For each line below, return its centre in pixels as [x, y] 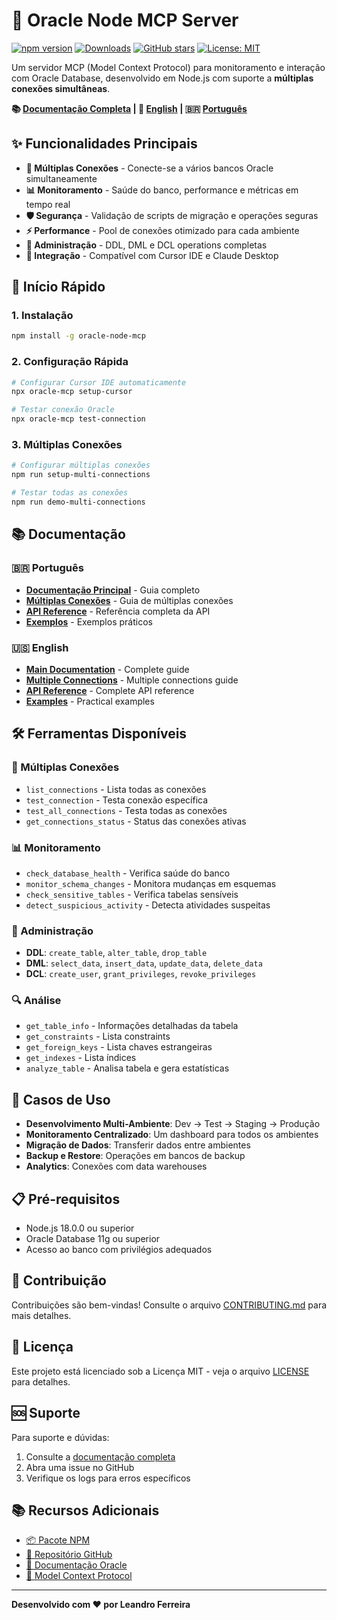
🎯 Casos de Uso [61, 1099]
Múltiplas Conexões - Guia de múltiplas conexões [129, 600]
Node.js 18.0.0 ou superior [80, 1228]
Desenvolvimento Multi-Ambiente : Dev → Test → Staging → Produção [173, 1124]
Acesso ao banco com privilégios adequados [119, 1250]
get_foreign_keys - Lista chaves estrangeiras [119, 1047]
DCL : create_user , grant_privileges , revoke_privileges [141, 974]
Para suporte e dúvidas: [60, 1437]
